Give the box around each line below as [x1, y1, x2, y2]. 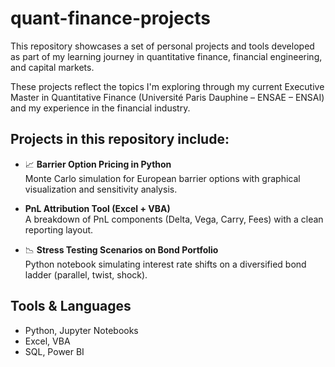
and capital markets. [10, 61, 95, 73]
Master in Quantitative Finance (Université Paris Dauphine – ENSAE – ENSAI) [10, 91, 325, 103]
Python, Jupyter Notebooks [24, 324, 139, 336]
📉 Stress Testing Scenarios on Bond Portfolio [24, 243, 219, 256]
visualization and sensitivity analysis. [24, 183, 178, 195]
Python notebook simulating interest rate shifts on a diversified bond [24, 258, 307, 270]
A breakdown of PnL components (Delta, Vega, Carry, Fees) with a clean [24, 213, 324, 225]
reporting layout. [24, 223, 94, 236]
